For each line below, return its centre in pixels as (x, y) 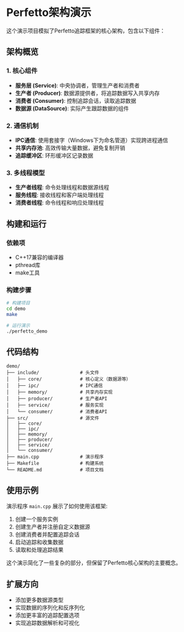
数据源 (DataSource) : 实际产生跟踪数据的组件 (72, 108)
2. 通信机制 (23, 126)
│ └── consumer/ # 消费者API (57, 412)
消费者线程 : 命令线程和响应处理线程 (59, 203)
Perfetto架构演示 (49, 13)
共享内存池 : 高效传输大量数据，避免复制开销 (70, 148)
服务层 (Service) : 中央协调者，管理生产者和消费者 (77, 85)
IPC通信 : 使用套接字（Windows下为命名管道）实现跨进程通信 (92, 140)
